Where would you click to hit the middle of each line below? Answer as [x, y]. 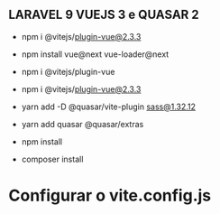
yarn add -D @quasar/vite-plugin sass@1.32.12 [108, 107]
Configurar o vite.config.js [110, 195]
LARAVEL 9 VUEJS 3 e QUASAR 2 [104, 15]
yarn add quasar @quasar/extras [82, 124]
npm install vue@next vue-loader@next [95, 54]
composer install [52, 159]
